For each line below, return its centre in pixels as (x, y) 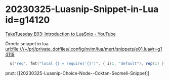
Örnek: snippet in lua (27, 43)
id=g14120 (28, 20)
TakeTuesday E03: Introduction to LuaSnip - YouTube (61, 34)
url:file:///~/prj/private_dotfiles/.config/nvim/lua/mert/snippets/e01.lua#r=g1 (84, 49)
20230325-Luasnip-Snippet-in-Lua (82, 9)
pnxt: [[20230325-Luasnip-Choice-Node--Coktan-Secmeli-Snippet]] (77, 73)
